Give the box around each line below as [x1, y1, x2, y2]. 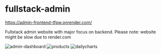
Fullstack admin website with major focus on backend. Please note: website [5, 29, 156, 35]
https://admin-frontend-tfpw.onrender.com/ [5, 19, 92, 25]
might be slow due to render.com [5, 34, 71, 40]
